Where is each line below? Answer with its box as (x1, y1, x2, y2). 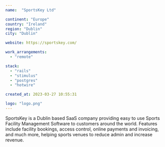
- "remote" (10, 54, 33, 59)
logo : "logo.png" (5, 101, 43, 107)
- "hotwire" (10, 82, 36, 88)
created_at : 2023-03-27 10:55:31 (5, 92, 77, 97)
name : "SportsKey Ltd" (5, 7, 57, 13)
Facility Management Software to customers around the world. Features (5, 120, 158, 127)
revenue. (5, 137, 24, 143)
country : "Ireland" (5, 22, 47, 27)
